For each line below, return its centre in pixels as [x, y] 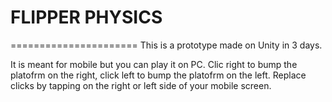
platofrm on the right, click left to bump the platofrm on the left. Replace [158, 75]
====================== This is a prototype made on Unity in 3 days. [166, 45]
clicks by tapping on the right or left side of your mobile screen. [141, 85]
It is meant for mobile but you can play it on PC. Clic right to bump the [154, 64]
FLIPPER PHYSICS [86, 17]
